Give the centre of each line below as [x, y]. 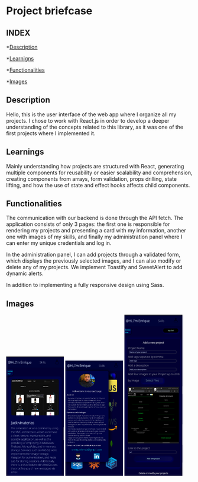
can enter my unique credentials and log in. [59, 243]
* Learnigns [20, 58]
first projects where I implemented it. [51, 133]
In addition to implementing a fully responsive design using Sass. [85, 285]
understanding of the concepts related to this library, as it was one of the [95, 127]
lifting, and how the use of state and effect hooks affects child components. [98, 185]
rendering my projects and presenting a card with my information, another [96, 231]
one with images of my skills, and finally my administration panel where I [94, 237]
